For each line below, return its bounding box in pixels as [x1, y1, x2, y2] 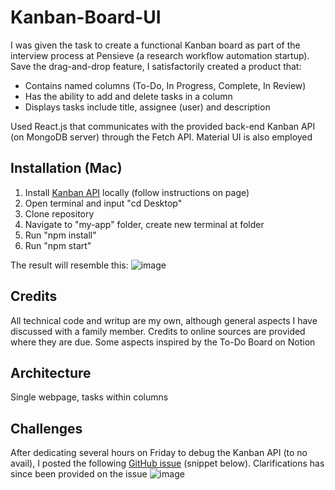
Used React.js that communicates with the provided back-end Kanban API [10, 120, 316, 132]
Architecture [10, 364, 92, 381]
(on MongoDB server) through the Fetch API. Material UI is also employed [10, 131, 313, 143]
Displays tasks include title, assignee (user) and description [24, 101, 271, 113]
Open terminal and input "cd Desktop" [24, 197, 183, 209]
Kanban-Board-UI [10, 6, 162, 29]
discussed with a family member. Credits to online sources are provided [10, 325, 306, 337]
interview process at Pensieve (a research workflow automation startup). [10, 49, 310, 61]
